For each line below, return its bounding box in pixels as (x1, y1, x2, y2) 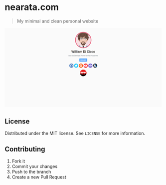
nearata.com (4, 1, 59, 13)
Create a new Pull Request (11, 174, 67, 180)
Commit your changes (11, 163, 58, 169)
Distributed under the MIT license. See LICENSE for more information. (4, 130, 146, 136)
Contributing (4, 144, 45, 153)
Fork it (11, 158, 25, 164)
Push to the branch (11, 169, 51, 175)
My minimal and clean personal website (16, 18, 99, 24)
